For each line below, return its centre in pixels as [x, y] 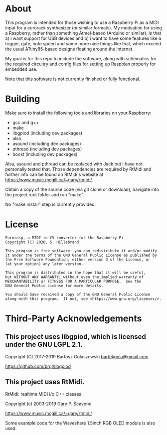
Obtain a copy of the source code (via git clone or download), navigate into [82, 189]
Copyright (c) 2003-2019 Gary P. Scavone [48, 404]
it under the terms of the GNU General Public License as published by [81, 255]
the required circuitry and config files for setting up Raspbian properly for [81, 64]
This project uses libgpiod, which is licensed [76, 337]
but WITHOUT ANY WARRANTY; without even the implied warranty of [74, 277]
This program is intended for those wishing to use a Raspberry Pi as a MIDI [82, 22]
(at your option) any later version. [44, 264]
